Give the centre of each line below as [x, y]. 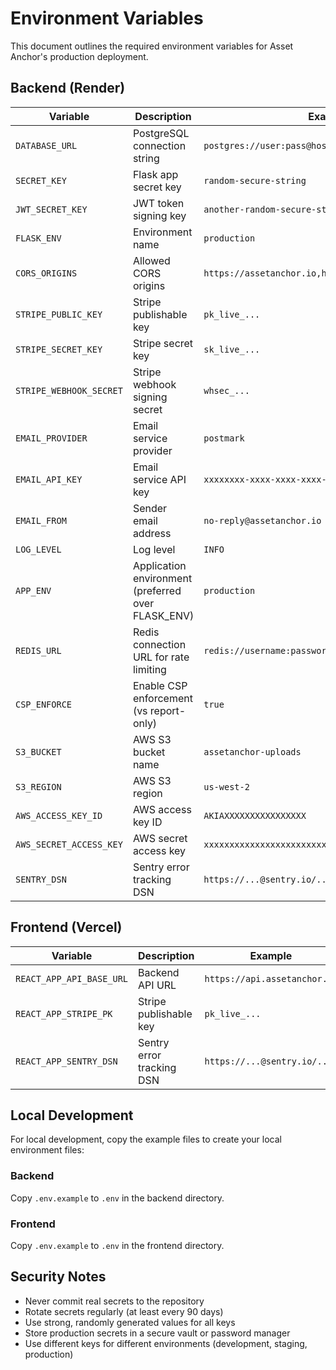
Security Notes [58, 1277]
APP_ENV [33, 590]
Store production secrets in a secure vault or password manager [157, 1333]
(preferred [157, 590]
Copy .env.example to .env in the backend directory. [117, 1198]
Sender [150, 508]
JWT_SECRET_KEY [51, 209]
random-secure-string [255, 180]
